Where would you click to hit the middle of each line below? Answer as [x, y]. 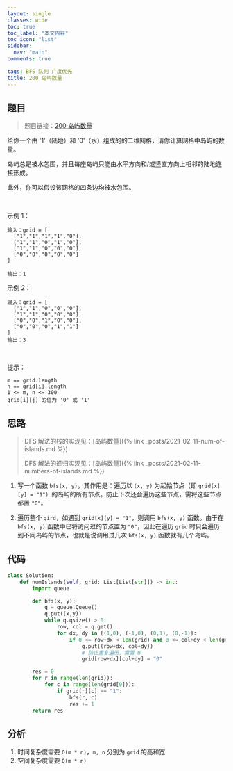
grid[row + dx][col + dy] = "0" [122, 659]
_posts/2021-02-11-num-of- [185, 441]
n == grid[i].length [37, 387]
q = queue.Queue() [71, 608]
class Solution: [31, 575]
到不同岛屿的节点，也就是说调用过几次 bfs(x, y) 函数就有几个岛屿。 [115, 535]
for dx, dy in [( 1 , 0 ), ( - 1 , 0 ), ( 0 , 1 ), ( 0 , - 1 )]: [127, 633]
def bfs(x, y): [54, 601]
